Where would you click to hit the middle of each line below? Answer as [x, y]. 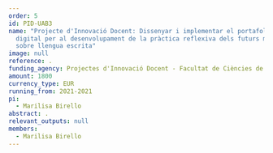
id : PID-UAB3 [30, 23]
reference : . [30, 62]
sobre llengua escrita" [56, 46]
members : [23, 129]
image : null [28, 53]
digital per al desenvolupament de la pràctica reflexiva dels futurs [138, 38]
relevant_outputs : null [49, 121]
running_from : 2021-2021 [50, 91]
